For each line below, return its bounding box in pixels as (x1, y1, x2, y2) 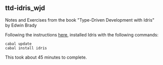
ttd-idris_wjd (5, 4, 45, 12)
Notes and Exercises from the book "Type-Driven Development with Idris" (5, 17, 155, 23)
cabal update (5, 41, 32, 46)
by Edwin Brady (5, 22, 37, 28)
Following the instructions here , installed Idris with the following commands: (5, 32, 159, 37)
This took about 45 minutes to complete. (5, 54, 87, 60)
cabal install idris (5, 45, 48, 51)
